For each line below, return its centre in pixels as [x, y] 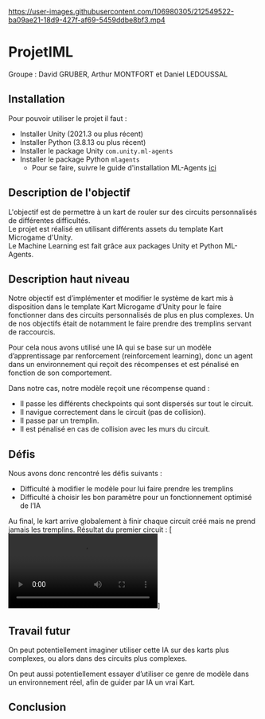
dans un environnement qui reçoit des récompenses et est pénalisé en [124, 365]
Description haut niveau [69, 279]
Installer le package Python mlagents [80, 159]
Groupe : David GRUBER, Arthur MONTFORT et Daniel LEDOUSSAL [118, 74]
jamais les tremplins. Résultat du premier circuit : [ [90, 529]
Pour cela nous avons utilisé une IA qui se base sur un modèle [110, 348]
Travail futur [39, 631]
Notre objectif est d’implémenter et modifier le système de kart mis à [121, 299]
